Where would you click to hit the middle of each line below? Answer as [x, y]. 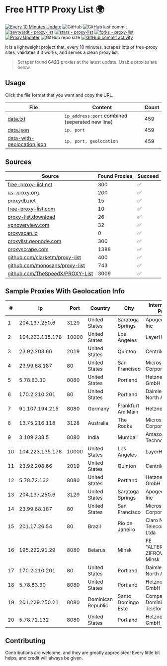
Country [100, 308]
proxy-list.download [32, 217]
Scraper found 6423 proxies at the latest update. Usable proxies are [87, 62]
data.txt [17, 119]
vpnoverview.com [29, 225]
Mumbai [127, 437]
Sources [18, 162]
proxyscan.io [23, 233]
